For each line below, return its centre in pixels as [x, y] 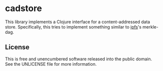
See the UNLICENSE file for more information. [51, 64]
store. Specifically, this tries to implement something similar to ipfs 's [73, 27]
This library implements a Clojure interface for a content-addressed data [78, 22]
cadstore [24, 8]
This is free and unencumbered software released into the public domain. [79, 59]
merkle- [151, 27]
